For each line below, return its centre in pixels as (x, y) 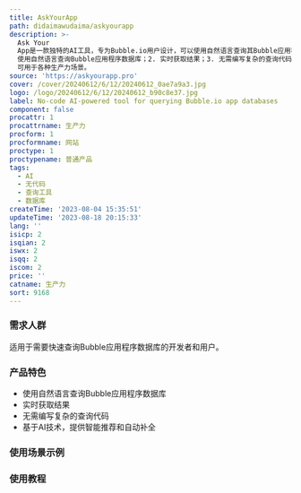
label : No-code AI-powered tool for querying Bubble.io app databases (144, 101)
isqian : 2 (28, 243)
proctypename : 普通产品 (51, 159)
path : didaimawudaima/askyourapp (72, 26)
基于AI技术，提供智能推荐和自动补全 (89, 428)
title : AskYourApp (43, 17)
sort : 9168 (30, 292)
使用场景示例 (37, 453)
